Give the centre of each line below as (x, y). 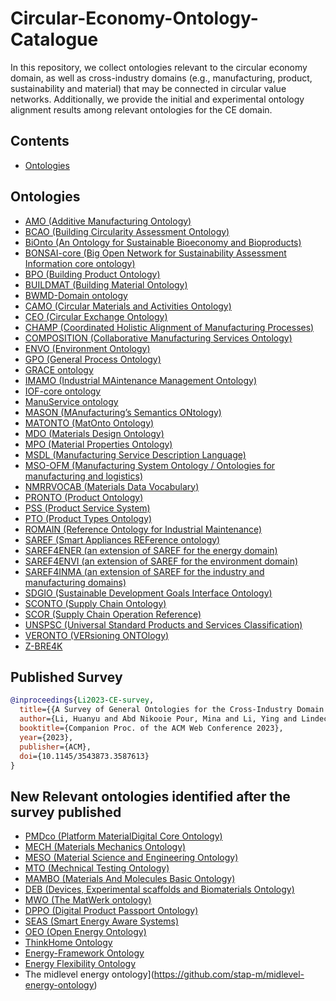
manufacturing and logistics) (84, 476)
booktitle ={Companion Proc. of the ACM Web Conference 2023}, (151, 728)
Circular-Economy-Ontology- (134, 18)
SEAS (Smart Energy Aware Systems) (102, 921)
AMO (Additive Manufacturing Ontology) (108, 221)
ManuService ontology (71, 401)
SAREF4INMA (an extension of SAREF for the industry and (144, 571)
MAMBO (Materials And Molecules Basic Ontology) (130, 879)
